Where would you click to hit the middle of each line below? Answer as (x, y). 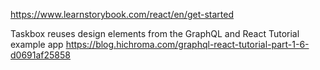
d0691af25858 (40, 55)
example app (37, 44)
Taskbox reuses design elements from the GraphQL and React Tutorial (155, 33)
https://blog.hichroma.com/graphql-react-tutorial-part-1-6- (187, 44)
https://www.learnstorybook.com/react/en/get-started (122, 14)
